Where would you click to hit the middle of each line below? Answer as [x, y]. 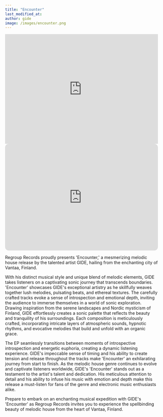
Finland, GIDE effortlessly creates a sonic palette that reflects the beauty [78, 313]
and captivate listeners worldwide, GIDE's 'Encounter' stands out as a [75, 369]
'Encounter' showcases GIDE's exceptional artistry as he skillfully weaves [78, 288]
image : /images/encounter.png [36, 23]
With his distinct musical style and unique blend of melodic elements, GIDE [80, 277]
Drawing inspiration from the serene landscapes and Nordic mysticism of [78, 308]
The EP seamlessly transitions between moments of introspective [70, 343]
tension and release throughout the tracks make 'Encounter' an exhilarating [80, 359]
